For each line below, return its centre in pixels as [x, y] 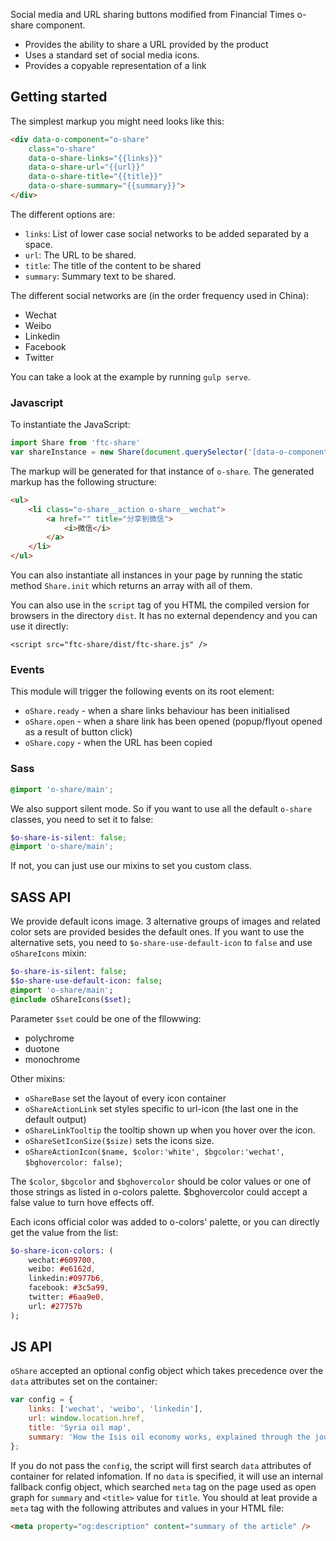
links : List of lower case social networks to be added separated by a [167, 233]
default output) [55, 1119]
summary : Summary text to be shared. [100, 276]
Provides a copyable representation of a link [115, 65]
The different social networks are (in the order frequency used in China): [159, 295]
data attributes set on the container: [84, 1381]
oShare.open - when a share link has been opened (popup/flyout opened [173, 721]
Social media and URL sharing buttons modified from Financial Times [152, 14]
